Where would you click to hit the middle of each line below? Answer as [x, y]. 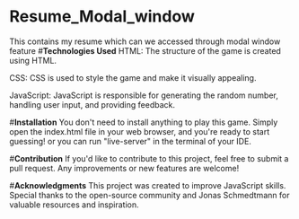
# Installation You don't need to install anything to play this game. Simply [144, 122]
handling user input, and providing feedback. [92, 104]
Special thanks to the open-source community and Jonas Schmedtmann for [149, 195]
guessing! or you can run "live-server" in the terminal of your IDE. [130, 141]
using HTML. [33, 60]
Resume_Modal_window [102, 17]
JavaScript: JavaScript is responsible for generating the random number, [144, 95]
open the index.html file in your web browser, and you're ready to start [140, 131]
